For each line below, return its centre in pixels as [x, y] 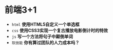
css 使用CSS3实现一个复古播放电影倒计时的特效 [60, 30]
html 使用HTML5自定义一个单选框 [46, 24]
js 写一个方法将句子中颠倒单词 [42, 36]
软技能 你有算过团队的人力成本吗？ [46, 42]
